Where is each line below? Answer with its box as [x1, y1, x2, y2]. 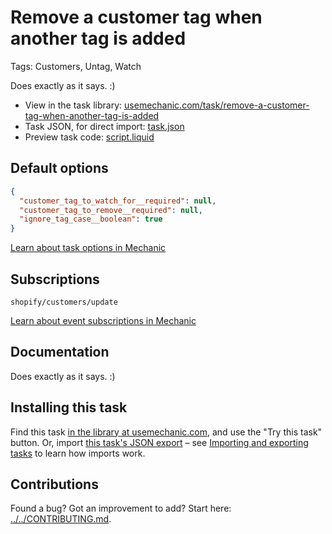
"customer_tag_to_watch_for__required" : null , [19, 196, 217, 206]
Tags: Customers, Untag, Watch [10, 60, 142, 72]
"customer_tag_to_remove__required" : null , [19, 205, 203, 215]
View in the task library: [24, 99, 123, 111]
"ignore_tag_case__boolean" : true [19, 214, 163, 225]
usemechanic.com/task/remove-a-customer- [124, 99, 310, 111]
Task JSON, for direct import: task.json [24, 120, 185, 132]
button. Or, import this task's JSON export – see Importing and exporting [10, 436, 309, 448]
